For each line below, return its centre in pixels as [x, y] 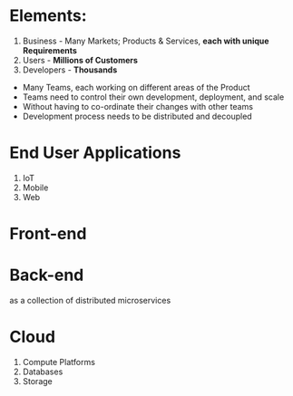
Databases [43, 372]
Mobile [35, 188]
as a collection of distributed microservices [90, 300]
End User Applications [95, 153]
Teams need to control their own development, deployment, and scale [153, 97]
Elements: [49, 16]
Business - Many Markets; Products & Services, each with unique [146, 41]
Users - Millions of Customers [80, 60]
